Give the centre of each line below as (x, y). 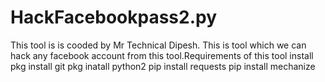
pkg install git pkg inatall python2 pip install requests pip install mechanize (163, 66)
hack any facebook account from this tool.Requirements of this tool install (162, 55)
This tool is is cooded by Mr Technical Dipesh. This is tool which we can (158, 45)
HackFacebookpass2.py (114, 17)
